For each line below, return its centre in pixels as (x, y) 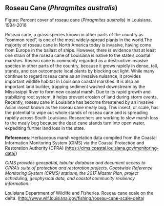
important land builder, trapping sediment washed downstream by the (75, 86)
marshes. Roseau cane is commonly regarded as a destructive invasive (76, 60)
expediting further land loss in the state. (45, 128)
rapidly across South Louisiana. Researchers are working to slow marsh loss (82, 117)
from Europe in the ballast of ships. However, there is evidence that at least (81, 50)
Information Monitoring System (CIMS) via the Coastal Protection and (75, 143)
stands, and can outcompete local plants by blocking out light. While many (80, 71)
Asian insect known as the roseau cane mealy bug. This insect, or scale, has (82, 107)
